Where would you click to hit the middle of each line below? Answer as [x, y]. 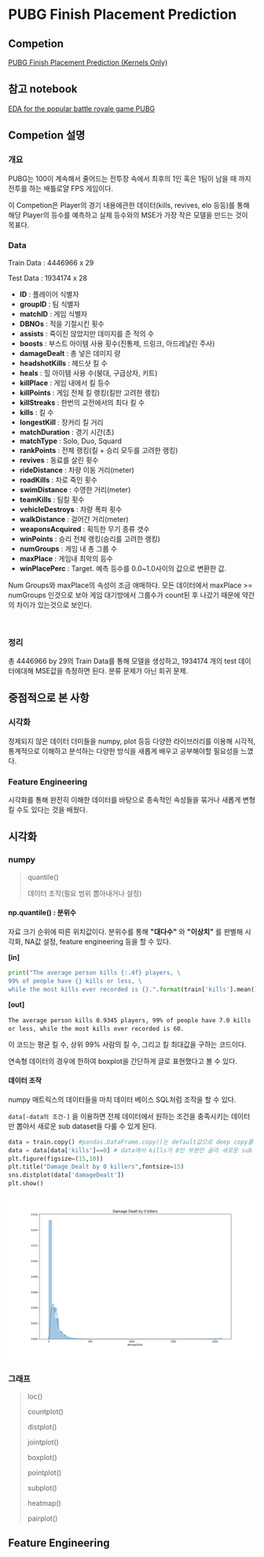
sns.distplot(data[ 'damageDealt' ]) [66, 1175]
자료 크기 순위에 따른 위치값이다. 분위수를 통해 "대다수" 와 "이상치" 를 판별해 [126, 932]
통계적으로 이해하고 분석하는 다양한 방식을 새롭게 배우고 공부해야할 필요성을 [124, 751]
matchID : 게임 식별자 [53, 313]
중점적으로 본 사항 [49, 698]
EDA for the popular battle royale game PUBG [82, 109]
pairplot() [42, 1518]
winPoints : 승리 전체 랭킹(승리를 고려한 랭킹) [90, 539]
